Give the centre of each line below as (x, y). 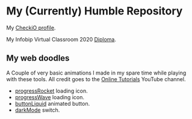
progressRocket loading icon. (51, 91)
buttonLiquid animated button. (52, 103)
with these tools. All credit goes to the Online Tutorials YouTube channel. (96, 79)
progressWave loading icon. (49, 97)
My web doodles (38, 58)
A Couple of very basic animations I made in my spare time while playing (96, 73)
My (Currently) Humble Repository (94, 11)
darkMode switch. (37, 110)
